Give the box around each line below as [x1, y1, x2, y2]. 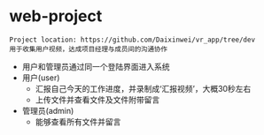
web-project [9, 6, 103, 26]
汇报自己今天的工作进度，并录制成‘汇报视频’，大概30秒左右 [35, 83, 252, 94]
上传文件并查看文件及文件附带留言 [35, 94, 160, 105]
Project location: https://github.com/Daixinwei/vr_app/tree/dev [9, 35, 255, 44]
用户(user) [21, 72, 60, 83]
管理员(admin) [21, 105, 74, 116]
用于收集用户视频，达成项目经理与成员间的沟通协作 [9, 44, 168, 54]
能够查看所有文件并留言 [35, 116, 121, 127]
